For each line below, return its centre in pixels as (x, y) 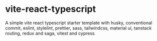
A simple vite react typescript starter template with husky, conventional (79, 23)
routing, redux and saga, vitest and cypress (50, 33)
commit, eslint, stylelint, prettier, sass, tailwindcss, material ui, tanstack (78, 28)
